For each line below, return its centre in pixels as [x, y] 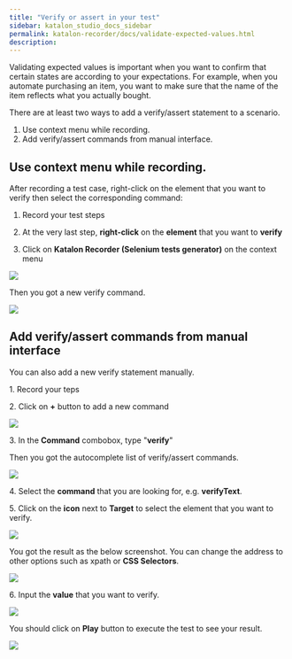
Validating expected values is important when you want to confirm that [138, 67]
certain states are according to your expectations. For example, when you [144, 77]
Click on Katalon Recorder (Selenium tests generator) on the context [149, 250]
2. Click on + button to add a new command [89, 406]
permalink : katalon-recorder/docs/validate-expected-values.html [132, 34]
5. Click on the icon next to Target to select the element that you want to [142, 508]
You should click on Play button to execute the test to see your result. [136, 628]
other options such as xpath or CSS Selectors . [94, 561]
